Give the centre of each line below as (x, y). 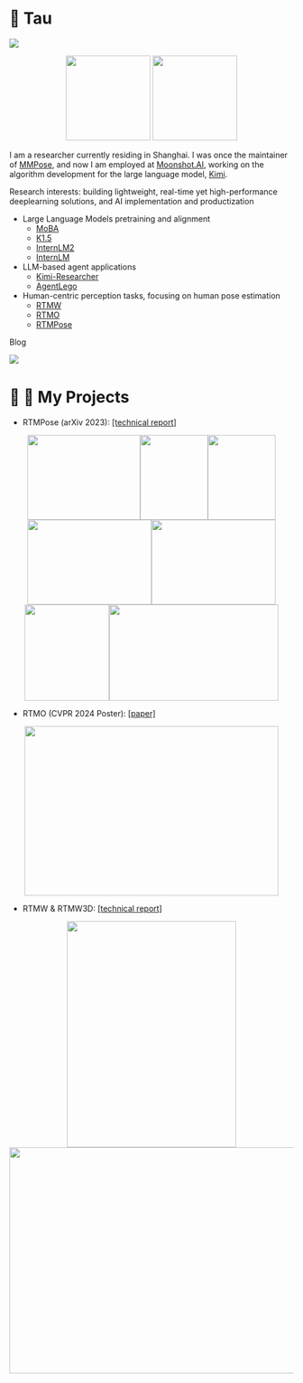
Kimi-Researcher (67, 276)
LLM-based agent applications (79, 267)
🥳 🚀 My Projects (69, 398)
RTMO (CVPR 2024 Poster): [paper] (89, 713)
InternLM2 (55, 247)
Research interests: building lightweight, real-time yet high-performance (143, 191)
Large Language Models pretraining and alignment (116, 218)
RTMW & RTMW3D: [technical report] (92, 908)
